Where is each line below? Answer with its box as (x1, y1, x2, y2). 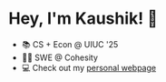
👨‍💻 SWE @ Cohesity (21, 52, 99, 63)
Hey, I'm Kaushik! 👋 (8, 8, 158, 29)
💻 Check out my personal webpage (21, 62, 156, 73)
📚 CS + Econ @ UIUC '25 (21, 38, 119, 49)
